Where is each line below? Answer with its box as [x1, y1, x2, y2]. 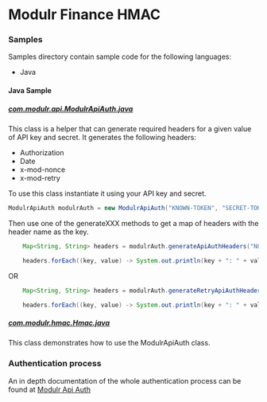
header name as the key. [8, 227, 89, 236]
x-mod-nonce [19, 165, 66, 174]
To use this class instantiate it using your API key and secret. [8, 189, 207, 198]
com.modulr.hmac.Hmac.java [8, 318, 110, 328]
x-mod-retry [19, 174, 61, 183]
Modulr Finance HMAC [8, 6, 161, 24]
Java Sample [8, 86, 52, 96]
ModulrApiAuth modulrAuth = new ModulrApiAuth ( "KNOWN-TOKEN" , [8, 205, 219, 213]
